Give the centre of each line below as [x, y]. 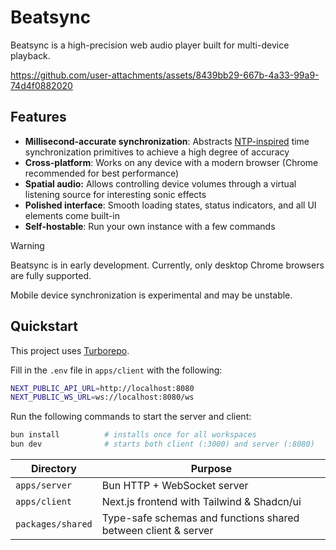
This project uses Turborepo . [70, 350]
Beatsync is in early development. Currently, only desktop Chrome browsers [167, 265]
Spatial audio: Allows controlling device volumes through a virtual [160, 183]
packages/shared [54, 524]
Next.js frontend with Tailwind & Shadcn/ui [201, 502]
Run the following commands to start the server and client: [131, 417]
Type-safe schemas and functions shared [200, 518]
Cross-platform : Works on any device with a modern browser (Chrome [171, 162]
